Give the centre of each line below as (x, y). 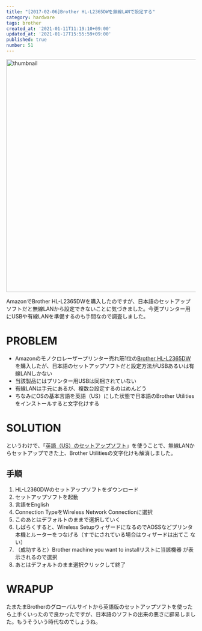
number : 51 (20, 46)
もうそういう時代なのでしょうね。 (59, 621)
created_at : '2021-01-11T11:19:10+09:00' (59, 29)
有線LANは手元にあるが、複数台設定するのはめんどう (81, 388)
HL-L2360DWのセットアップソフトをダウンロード (77, 489)
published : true (26, 40)
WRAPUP (30, 589)
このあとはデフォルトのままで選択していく (68, 519)
